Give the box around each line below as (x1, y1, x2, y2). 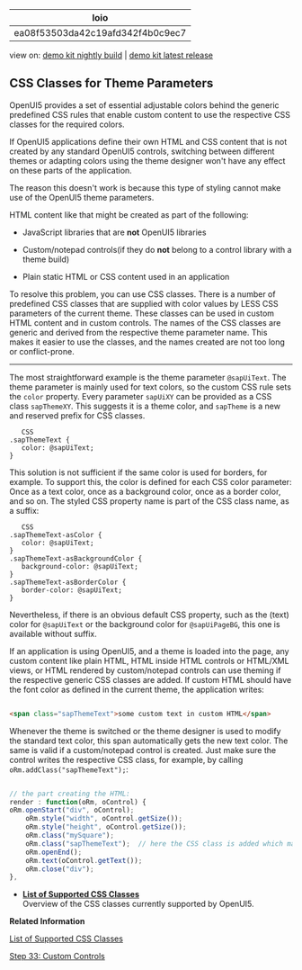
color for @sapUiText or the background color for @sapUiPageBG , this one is (9, 618, 280, 629)
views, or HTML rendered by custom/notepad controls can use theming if (9, 665, 281, 676)
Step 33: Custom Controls (9, 951, 105, 962)
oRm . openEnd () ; (25, 848, 83, 857)
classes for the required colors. (9, 119, 125, 130)
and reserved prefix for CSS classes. (9, 409, 146, 421)
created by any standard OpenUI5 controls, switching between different (9, 146, 275, 157)
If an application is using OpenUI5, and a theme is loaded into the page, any (9, 645, 289, 656)
